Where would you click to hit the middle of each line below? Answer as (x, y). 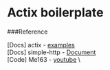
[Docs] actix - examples (41, 45)
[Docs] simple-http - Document (52, 52)
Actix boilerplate (55, 13)
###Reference (27, 32)
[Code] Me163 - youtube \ (44, 59)
